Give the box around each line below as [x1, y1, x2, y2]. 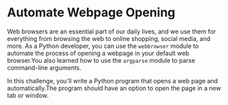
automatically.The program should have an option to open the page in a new [7, 84, 221, 92]
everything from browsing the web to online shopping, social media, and [7, 34, 210, 42]
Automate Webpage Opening [7, 5, 175, 20]
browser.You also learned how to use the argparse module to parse [7, 56, 196, 64]
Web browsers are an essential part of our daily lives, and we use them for [7, 27, 216, 35]
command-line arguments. [7, 63, 82, 72]
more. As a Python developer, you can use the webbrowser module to [7, 42, 199, 50]
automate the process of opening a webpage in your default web [7, 49, 190, 57]
